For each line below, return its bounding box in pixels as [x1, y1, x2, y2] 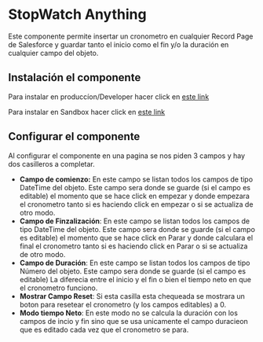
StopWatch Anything [8, 6, 147, 24]
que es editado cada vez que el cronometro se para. [19, 325, 189, 334]
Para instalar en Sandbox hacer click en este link [8, 107, 166, 116]
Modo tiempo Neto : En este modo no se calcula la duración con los [19, 308, 238, 318]
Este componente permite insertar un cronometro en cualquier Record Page [8, 31, 254, 41]
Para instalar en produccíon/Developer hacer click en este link [8, 92, 210, 101]
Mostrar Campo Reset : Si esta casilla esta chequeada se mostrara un [19, 291, 246, 300]
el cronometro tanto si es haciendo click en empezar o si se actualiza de [19, 199, 254, 209]
